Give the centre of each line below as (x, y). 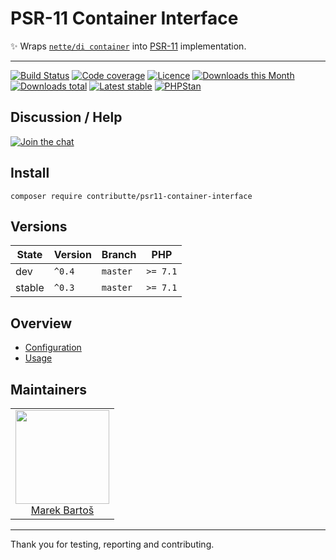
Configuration (53, 348)
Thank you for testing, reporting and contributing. (112, 544)
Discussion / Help (66, 117)
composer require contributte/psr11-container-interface (131, 196)
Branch (119, 255)
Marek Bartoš (62, 510)
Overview (41, 323)
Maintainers (49, 389)
